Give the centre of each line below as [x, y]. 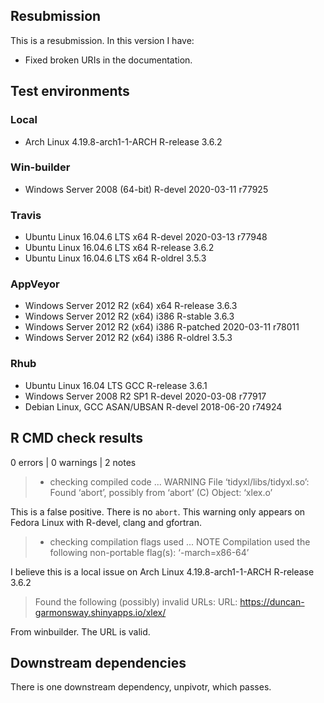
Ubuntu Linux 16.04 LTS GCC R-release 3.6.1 [116, 385]
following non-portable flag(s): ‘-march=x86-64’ [149, 552]
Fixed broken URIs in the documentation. [108, 60]
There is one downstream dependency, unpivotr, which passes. [141, 687]
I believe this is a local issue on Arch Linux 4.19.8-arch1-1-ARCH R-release [162, 571]
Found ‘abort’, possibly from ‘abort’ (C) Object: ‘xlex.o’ [161, 492]
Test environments [70, 91]
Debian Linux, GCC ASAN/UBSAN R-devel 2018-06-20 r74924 [153, 406]
